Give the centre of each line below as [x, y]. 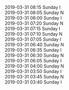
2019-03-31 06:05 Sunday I [33, 61]
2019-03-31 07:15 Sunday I [32, 29]
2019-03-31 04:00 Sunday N [34, 66]
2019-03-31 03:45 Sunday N [34, 77]
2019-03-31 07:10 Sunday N [33, 34]
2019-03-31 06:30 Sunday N [34, 55]
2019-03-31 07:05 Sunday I [33, 39]
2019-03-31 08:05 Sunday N [34, 13]
